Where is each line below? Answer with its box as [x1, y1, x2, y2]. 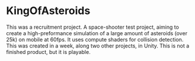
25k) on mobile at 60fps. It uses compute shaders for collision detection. [6, 36, 184, 43]
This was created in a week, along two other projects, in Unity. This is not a [6, 42, 190, 49]
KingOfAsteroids [6, 4, 91, 18]
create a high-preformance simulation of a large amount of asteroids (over [6, 29, 188, 36]
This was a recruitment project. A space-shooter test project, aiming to [6, 23, 180, 30]
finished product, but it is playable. [6, 48, 91, 55]
